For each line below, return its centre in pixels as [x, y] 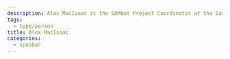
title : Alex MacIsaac [38, 32]
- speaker [27, 45]
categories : [24, 39]
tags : [15, 20]
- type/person [33, 26]
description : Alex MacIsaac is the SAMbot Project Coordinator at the [110, 13]
